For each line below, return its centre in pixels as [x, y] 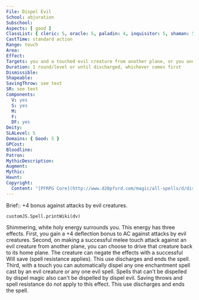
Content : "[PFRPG [33, 188]
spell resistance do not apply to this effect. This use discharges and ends [95, 284]
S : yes [20, 105]
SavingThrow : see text [34, 84]
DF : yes [21, 122]
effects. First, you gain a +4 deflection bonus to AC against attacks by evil [96, 233]
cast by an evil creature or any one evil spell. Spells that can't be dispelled [97, 271]
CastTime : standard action [39, 39]
